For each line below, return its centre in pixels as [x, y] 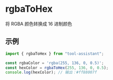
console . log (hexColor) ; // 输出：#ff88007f [51, 72]
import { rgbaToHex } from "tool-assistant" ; [54, 54]
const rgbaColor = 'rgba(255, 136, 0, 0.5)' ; [54, 63]
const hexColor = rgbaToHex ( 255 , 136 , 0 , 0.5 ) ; [57, 68]
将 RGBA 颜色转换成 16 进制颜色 [39, 24]
